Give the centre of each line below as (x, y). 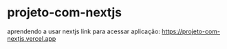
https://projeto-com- (191, 31)
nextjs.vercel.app (32, 38)
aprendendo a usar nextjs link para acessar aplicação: (84, 31)
